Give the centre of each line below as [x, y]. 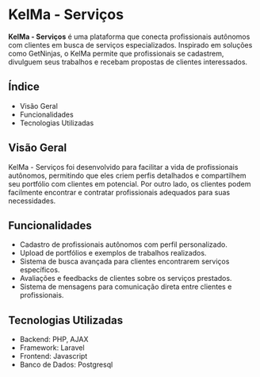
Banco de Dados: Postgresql [66, 365]
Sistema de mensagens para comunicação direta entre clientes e [126, 287]
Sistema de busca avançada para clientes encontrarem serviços [124, 262]
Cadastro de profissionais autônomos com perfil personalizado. [123, 244]
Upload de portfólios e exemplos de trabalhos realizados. [113, 253]
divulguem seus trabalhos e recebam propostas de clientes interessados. [128, 62]
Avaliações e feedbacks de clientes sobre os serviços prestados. [126, 279]
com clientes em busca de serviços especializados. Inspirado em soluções [130, 44]
